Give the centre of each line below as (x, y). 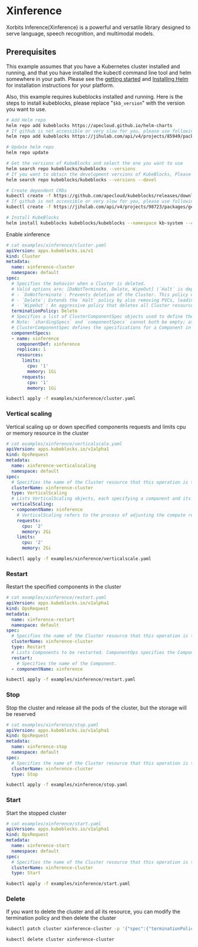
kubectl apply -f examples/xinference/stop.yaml (67, 785)
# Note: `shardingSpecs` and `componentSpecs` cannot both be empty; (98, 322)
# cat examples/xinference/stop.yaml (52, 725)
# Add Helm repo (26, 120)
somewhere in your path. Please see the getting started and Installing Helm (97, 79)
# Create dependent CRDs (37, 190)
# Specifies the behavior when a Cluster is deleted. (79, 284)
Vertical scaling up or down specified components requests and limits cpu (96, 427)
